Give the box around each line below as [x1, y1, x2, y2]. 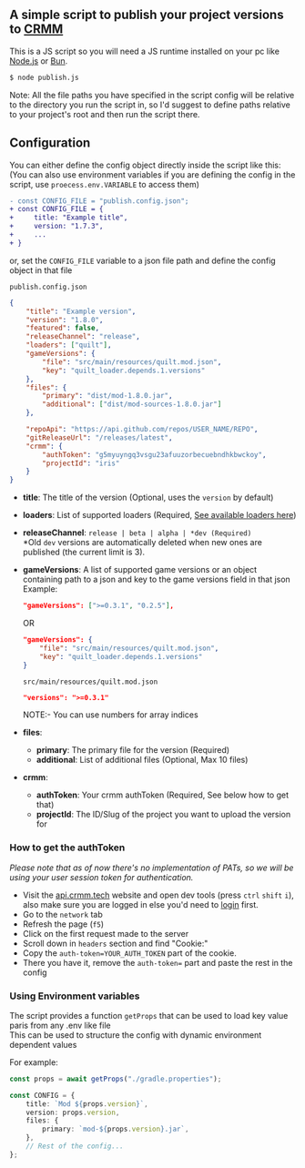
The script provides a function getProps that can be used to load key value [9, 1010, 289, 1021]
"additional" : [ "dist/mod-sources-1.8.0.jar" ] [42, 400, 222, 409]
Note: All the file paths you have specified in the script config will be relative [9, 89, 295, 100]
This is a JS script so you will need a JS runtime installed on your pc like [9, 46, 280, 56]
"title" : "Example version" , [25, 307, 137, 316]
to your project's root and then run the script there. [9, 108, 200, 119]
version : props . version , [25, 1108, 120, 1117]
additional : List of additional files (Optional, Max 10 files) [36, 755, 249, 766]
